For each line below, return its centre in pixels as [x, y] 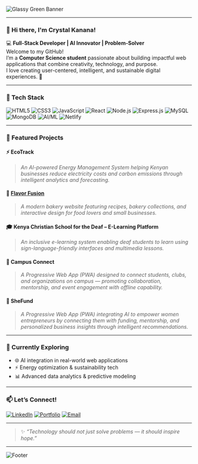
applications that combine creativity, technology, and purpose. [82, 64]
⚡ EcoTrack [20, 152]
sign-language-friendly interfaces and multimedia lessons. [92, 249]
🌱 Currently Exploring [38, 347]
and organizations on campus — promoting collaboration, [91, 281]
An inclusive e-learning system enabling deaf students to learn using [104, 242]
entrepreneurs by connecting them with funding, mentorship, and [100, 320]
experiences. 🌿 [24, 77]
